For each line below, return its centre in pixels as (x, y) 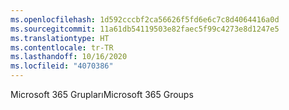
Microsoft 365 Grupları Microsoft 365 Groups (102, 94)
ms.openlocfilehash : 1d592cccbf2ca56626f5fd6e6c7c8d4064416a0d (145, 19)
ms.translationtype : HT (60, 38)
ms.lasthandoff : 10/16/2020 (69, 57)
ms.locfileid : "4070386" (62, 66)
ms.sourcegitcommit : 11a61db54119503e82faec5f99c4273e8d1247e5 (145, 29)
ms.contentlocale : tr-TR (62, 47)
